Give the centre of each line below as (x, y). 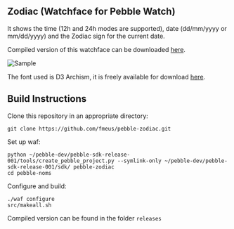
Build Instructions (47, 99)
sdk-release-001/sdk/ (39, 167)
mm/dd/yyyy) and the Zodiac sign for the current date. (86, 36)
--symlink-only (139, 161)
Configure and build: (37, 186)
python (17, 155)
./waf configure (31, 199)
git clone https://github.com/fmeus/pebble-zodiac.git (89, 129)
